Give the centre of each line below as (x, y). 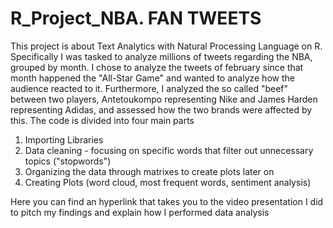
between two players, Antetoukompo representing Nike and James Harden (164, 99)
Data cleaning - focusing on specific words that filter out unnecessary (169, 150)
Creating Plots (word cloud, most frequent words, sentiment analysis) (168, 182)
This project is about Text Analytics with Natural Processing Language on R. (166, 46)
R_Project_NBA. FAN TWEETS (136, 18)
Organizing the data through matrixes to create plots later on (149, 171)
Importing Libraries (64, 139)
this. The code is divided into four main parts (102, 120)
